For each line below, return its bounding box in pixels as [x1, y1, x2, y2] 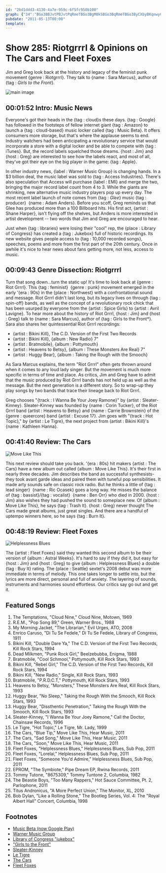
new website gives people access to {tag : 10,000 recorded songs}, [5, 236, 142, 241]
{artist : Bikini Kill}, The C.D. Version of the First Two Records [12, 330, 137, 336]
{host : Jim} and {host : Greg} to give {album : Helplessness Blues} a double [5, 560, 160, 566]
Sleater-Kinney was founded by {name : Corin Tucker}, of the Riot [24, 402, 157, 408]
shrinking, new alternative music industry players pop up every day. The [5, 189, 152, 195]
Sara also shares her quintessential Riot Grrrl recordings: [5, 321, 121, 327]
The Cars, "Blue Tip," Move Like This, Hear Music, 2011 [12, 730, 125, 736]
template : [5, 21, 26, 26]
